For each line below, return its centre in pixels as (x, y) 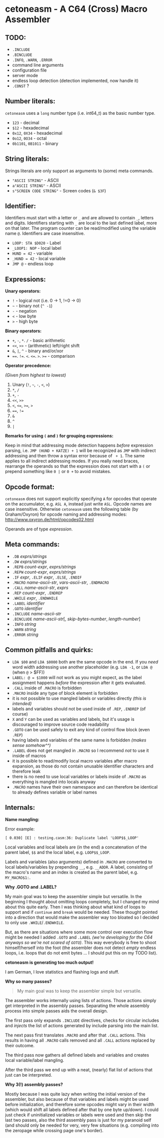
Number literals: (30, 101)
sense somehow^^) (32, 745)
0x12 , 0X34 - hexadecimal (37, 133)
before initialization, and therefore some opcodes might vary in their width (80, 1104)
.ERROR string (25, 635)
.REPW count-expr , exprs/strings (44, 572)
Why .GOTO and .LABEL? (31, 887)
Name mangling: (22, 819)
